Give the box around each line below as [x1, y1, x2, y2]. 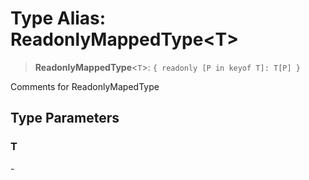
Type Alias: [10, 7, 107, 30]
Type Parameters [10, 110, 120, 127]
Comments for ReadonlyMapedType [10, 80, 160, 92]
